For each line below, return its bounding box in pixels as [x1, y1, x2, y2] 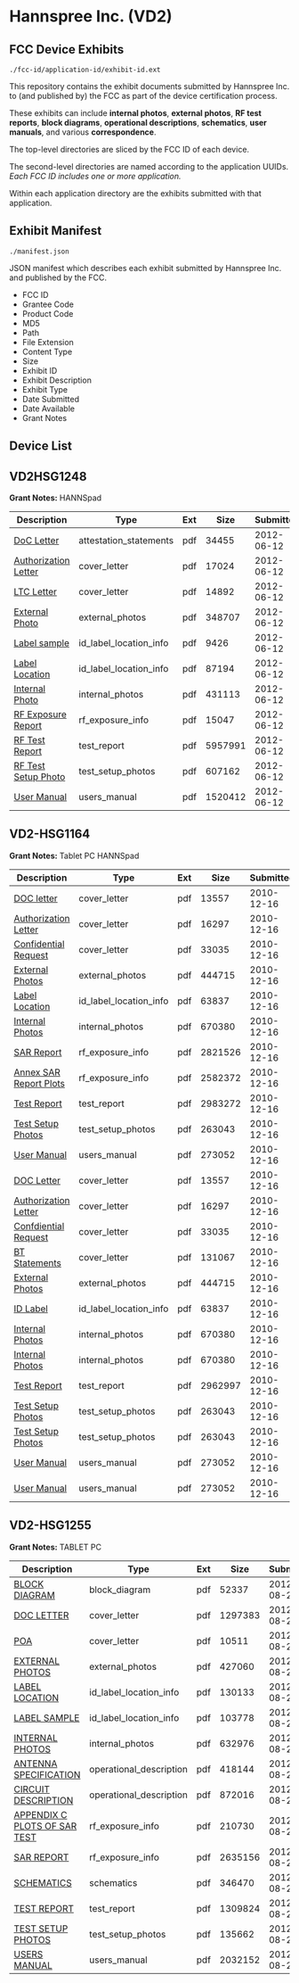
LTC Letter [13, 586, 58, 599]
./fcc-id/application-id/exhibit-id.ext [9, 65, 162, 74]
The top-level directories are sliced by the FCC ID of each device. [9, 145, 250, 154]
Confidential [13, 938, 65, 950]
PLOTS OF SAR [13, 1820, 77, 1832]
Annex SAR [13, 1066, 61, 1078]
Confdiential [13, 1219, 65, 1232]
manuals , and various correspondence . [9, 127, 157, 137]
